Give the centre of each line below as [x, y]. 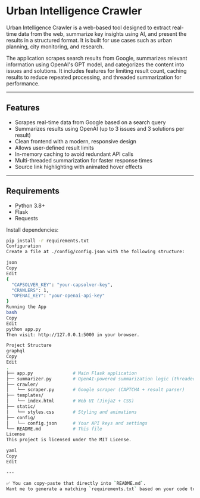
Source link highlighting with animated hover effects [79, 167]
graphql [16, 351]
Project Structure [29, 345]
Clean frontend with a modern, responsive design [76, 141]
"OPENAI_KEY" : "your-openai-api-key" [58, 296]
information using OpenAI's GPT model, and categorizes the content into [95, 64]
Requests [26, 218]
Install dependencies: [32, 230]
